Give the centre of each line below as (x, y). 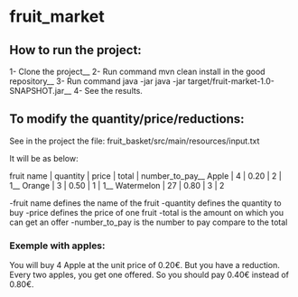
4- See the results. (108, 91)
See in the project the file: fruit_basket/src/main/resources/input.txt (135, 141)
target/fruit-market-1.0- (231, 81)
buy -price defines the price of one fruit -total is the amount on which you (147, 212)
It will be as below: (44, 158)
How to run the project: (75, 50)
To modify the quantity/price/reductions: (127, 119)
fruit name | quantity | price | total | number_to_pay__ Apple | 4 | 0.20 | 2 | (145, 176)
